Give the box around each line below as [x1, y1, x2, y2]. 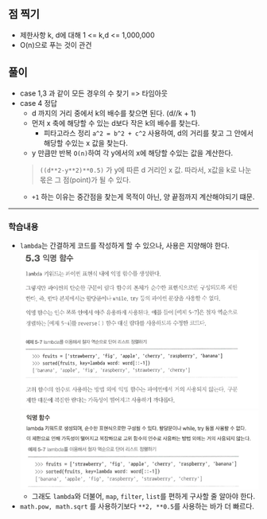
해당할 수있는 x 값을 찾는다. [43, 138, 129, 147]
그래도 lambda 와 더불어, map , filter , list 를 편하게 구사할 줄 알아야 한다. [31, 492, 256, 501]
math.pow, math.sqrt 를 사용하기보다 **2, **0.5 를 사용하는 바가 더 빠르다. [19, 501, 254, 511]
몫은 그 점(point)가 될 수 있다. [39, 174, 131, 185]
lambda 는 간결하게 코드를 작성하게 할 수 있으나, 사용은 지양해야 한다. [19, 240, 230, 250]
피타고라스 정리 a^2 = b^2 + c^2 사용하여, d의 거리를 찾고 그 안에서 [43, 128, 254, 138]
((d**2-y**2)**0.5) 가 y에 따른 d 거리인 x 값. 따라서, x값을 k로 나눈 [39, 165, 252, 174]
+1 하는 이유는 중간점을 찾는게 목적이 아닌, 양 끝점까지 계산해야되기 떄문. [31, 192, 255, 201]
